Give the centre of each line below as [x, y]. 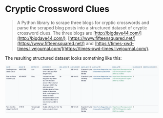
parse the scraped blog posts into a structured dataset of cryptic [82, 27]
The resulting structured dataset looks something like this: [63, 58]
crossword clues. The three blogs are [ [56, 33]
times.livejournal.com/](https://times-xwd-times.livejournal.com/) [82, 48]
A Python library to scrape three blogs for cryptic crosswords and [83, 23]
